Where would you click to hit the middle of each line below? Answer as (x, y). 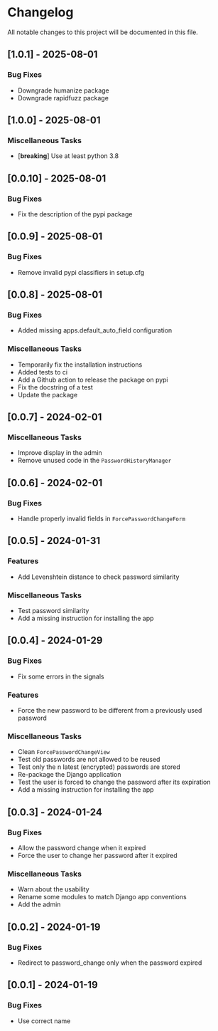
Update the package (48, 394)
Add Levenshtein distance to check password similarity (98, 577)
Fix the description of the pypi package (75, 214)
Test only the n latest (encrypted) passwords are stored (99, 767)
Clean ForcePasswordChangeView (64, 752)
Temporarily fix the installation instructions (80, 365)
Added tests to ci (43, 372)
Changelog (40, 12)
